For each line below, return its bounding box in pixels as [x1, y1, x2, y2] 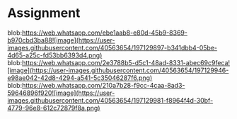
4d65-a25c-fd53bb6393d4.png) [7, 51, 103, 59]
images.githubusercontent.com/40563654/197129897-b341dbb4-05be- [7, 43, 218, 52]
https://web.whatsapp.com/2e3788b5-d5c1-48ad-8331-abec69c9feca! [21, 58, 231, 67]
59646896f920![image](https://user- [7, 89, 115, 97]
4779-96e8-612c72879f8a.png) [7, 103, 100, 112]
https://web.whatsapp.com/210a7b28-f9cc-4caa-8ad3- [21, 81, 185, 89]
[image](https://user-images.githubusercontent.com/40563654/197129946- [7, 66, 229, 74]
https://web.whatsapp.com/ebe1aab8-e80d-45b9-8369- [21, 28, 187, 37]
